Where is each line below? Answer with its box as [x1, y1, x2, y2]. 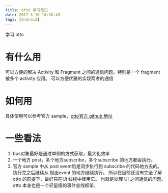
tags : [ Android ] [5, 17, 40, 22]
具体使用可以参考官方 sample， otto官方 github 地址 [5, 113, 113, 119]
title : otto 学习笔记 [5, 7, 48, 13]
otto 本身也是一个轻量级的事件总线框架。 [12, 182, 98, 188]
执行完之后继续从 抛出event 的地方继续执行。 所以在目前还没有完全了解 [12, 170, 162, 176]
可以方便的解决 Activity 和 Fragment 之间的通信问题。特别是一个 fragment [5, 69, 160, 75]
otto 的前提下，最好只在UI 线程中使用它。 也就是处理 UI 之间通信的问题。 [12, 176, 166, 182]
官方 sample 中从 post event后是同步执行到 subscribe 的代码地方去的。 [12, 163, 162, 170]
